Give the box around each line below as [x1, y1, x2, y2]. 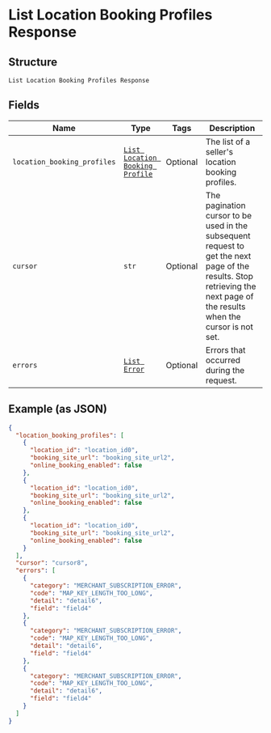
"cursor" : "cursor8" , [15, 559, 89, 567]
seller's [205, 146, 234, 157]
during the [205, 364, 245, 375]
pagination [205, 200, 246, 211]
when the [205, 311, 241, 322]
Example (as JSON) [8, 402, 107, 416]
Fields [8, 99, 40, 112]
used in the [205, 220, 248, 231]
